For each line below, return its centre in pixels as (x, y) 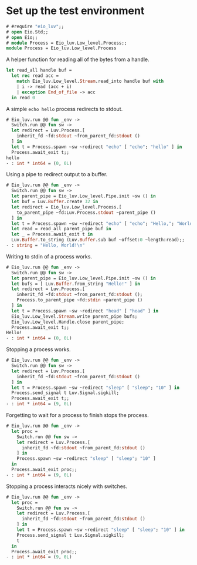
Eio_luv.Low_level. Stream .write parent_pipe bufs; (74, 316)
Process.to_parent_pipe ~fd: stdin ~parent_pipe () (80, 300)
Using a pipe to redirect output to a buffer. (57, 174)
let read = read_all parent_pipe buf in (61, 229)
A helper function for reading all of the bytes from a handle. (78, 59)
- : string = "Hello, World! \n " (45, 245)
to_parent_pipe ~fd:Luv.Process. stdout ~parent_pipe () (86, 213)
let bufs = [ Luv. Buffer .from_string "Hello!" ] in (76, 284)
